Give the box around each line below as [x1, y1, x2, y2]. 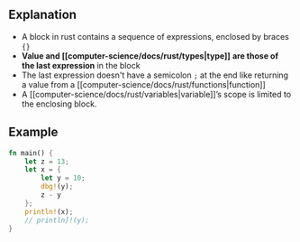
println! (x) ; [24, 207, 74, 216]
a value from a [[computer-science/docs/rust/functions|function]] [21, 79, 267, 89]
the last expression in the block [21, 60, 141, 70]
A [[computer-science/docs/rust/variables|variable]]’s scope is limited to [21, 88, 292, 99]
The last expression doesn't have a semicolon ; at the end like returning [21, 70, 289, 80]
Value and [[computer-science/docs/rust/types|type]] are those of [21, 50, 278, 61]
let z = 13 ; [24, 157, 69, 166]
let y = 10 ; [41, 173, 86, 183]
